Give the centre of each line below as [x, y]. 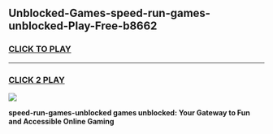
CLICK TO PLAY [40, 50]
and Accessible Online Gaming [61, 121]
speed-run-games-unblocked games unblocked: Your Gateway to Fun [129, 112]
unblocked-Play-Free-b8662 [83, 26]
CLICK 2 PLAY [37, 80]
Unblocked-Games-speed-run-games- [110, 13]
